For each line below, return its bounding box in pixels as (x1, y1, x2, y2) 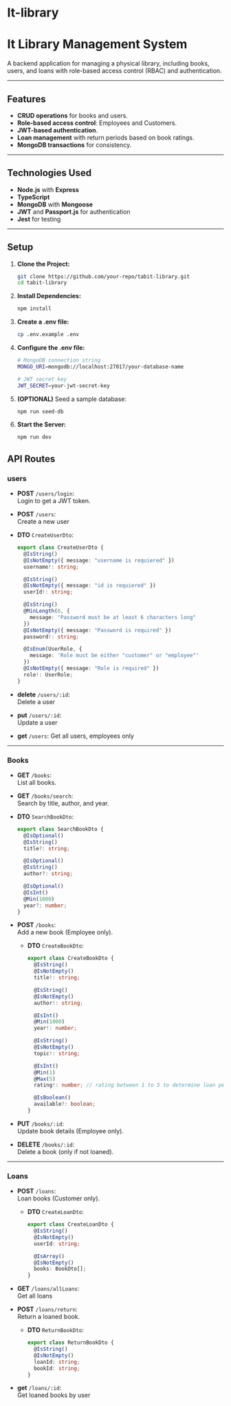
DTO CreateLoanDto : (27, 1208, 85, 1216)
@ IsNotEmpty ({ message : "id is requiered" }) (23, 582, 156, 589)
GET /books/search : (16, 792, 74, 800)
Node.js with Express (16, 185, 79, 194)
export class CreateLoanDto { (27, 1221, 115, 1228)
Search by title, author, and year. (16, 799, 109, 807)
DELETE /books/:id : (16, 1140, 75, 1149)
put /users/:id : (16, 711, 62, 719)
